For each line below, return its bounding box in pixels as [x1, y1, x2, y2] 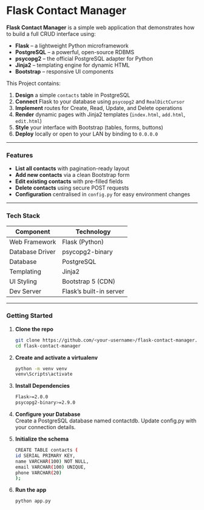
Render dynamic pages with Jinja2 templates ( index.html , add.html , [15, 111, 186, 118]
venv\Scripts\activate [15, 371, 73, 377]
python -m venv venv [15, 365, 67, 371]
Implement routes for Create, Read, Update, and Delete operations [15, 104, 183, 111]
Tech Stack [6, 212, 41, 220]
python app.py [15, 498, 51, 505]
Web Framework [9, 238, 56, 246]
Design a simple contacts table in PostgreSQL [15, 91, 131, 98]
